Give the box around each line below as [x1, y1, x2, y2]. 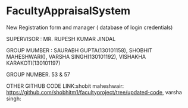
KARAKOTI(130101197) [6, 59, 61, 66]
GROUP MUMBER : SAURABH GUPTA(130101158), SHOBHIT [6, 46, 153, 54]
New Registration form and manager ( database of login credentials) [6, 24, 173, 31]
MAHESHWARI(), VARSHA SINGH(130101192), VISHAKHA [6, 53, 146, 60]
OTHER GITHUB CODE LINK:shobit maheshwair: [6, 82, 124, 90]
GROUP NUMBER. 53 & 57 [6, 71, 70, 78]
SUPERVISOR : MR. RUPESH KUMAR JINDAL [6, 35, 116, 42]
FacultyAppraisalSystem [6, 4, 131, 18]
